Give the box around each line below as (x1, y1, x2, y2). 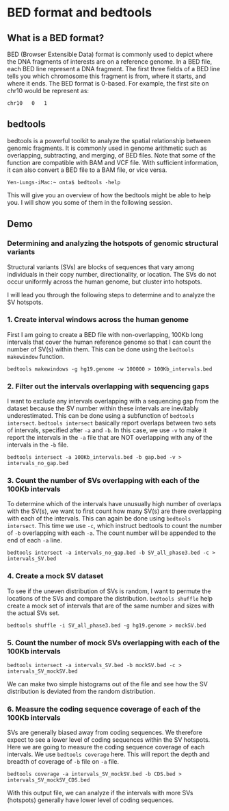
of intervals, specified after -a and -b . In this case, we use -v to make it (7, 426, 207, 434)
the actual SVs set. (7, 608, 60, 617)
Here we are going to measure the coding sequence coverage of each (7, 743, 205, 751)
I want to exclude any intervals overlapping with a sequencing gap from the (7, 397, 219, 405)
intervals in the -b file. (7, 440, 69, 449)
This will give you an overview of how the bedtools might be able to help (7, 190, 211, 199)
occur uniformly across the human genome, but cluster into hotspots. (7, 277, 202, 286)
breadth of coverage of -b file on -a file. (7, 758, 120, 766)
